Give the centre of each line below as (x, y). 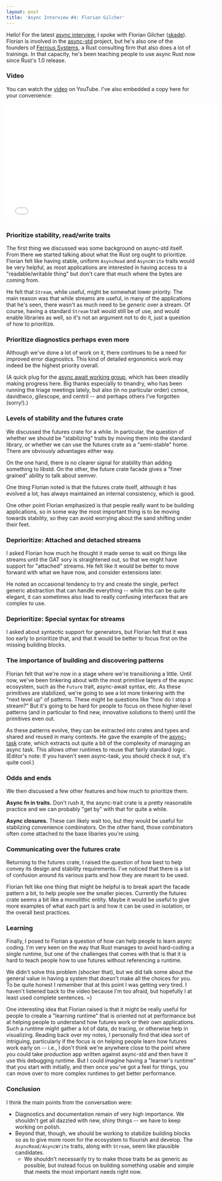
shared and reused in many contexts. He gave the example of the (87, 736)
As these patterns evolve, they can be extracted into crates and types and (98, 730)
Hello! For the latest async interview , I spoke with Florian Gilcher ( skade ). (97, 34)
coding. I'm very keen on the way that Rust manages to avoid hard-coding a (100, 948)
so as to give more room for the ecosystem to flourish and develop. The (104, 1139)
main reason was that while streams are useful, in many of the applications (99, 299)
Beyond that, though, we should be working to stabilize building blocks (103, 1133)
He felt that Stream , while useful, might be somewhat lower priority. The (94, 292)
